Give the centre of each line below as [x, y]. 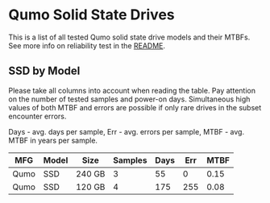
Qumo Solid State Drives [91, 15]
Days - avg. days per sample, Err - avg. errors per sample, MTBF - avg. [126, 131]
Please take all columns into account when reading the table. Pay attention [132, 90]
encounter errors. [37, 116]
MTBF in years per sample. [53, 140]
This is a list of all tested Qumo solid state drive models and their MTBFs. [129, 37]
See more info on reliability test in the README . [87, 45]
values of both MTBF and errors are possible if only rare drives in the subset [135, 107]
